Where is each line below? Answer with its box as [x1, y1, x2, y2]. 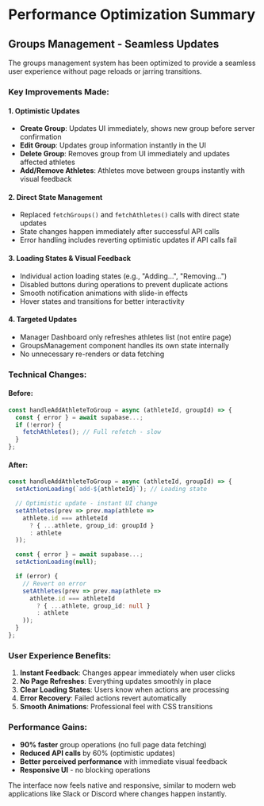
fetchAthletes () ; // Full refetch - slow [22, 428, 161, 436]
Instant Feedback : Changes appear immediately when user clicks [19, 668, 235, 677]
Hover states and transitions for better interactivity [19, 296, 185, 306]
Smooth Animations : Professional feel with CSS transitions [19, 702, 213, 712]
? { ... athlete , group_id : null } [36, 601, 151, 610]
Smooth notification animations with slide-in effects [19, 288, 189, 297]
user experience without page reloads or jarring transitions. [8, 67, 202, 76]
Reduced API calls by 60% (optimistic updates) [19, 748, 176, 758]
